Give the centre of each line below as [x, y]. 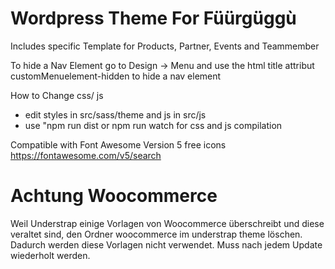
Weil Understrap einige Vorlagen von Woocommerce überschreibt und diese [167, 223]
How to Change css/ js [57, 95]
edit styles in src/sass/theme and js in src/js [115, 114]
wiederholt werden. [50, 255]
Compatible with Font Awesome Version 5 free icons [118, 144]
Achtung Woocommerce [114, 196]
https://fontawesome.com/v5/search [86, 155]
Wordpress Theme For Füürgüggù [153, 18]
